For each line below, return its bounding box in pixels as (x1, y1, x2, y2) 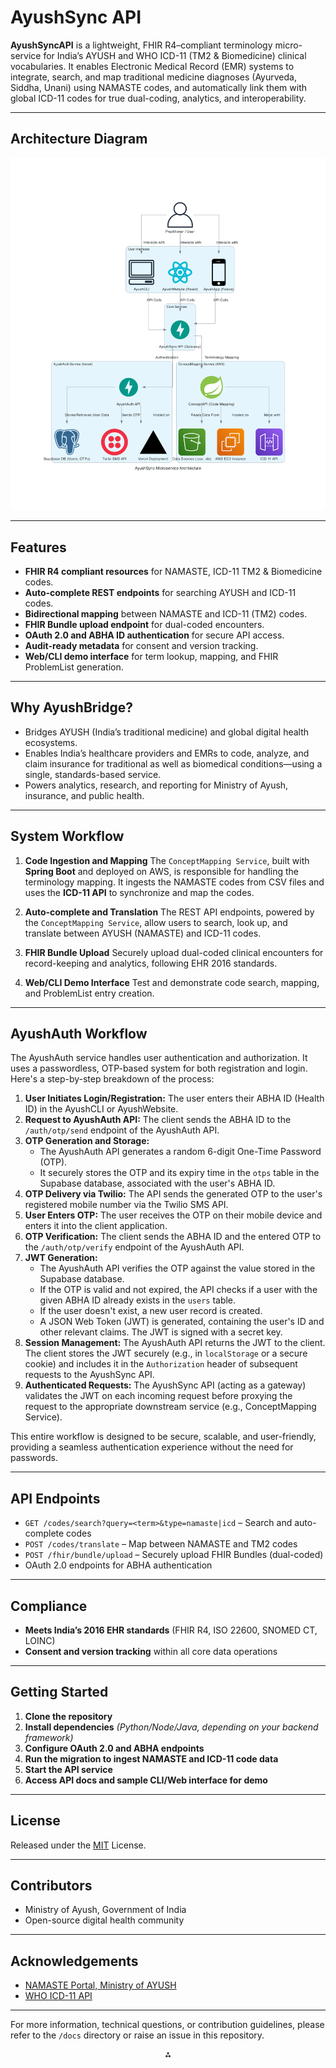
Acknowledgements (10, 1952, 139, 1970)
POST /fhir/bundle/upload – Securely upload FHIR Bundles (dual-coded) (24, 1549, 324, 1561)
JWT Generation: (24, 1252, 98, 1264)
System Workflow (10, 828, 125, 845)
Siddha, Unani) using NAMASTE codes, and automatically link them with (10, 81, 308, 93)
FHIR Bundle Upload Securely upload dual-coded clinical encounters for (24, 946, 324, 958)
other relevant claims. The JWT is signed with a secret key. (39, 1326, 283, 1338)
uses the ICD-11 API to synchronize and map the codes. (24, 886, 255, 898)
